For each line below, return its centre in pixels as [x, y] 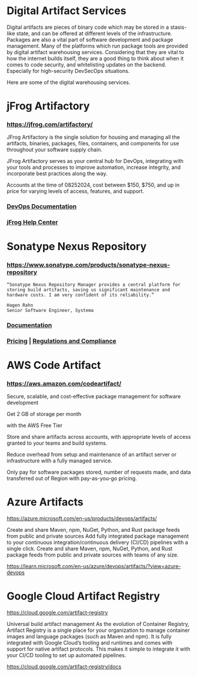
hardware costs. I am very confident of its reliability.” [81, 295]
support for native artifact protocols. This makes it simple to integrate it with [98, 649]
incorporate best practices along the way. [57, 174]
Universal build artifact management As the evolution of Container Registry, [98, 624]
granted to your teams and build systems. [57, 443]
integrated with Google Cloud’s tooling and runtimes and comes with [90, 642]
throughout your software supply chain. [54, 150]
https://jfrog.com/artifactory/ [50, 125]
